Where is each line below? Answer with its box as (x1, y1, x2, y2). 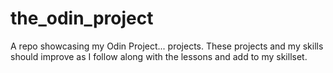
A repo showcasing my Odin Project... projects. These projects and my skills (10, 40, 324, 52)
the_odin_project (10, 7, 154, 30)
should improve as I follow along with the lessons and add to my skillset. (10, 50, 308, 62)
